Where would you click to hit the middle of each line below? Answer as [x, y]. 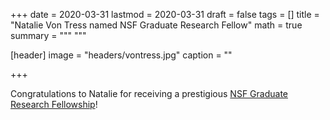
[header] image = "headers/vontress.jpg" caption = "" [121, 55]
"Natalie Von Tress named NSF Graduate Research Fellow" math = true [156, 25]
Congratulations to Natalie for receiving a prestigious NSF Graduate [149, 93]
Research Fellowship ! [54, 104]
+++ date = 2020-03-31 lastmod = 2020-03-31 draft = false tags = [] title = [165, 14]
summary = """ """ [48, 35]
